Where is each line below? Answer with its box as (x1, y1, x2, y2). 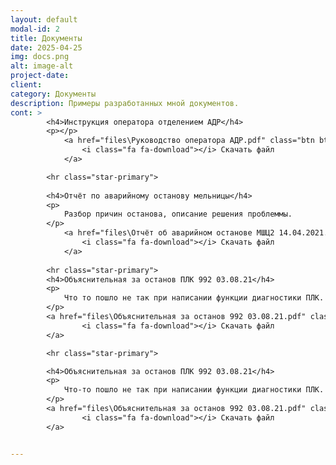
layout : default (10, 14, 78, 25)
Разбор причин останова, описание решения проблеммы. (63, 209, 293, 220)
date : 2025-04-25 (10, 42, 83, 53)
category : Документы (10, 89, 97, 99)
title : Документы (10, 33, 83, 43)
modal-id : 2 (10, 24, 60, 34)
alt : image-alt (10, 61, 74, 71)
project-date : (10, 71, 70, 81)
